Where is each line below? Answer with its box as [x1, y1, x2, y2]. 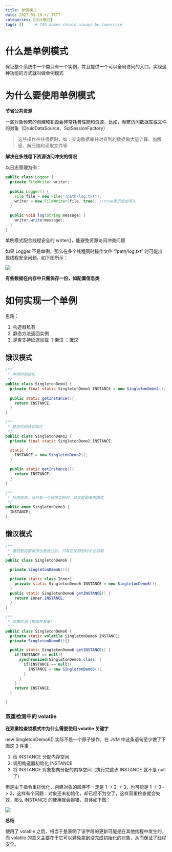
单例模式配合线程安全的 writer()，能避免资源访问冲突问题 [5, 237, 125, 243]
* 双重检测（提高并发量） [7, 619, 55, 624]
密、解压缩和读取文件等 [17, 142, 68, 149]
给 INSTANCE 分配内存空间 [12, 754, 70, 760]
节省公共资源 [5, 108, 32, 114]
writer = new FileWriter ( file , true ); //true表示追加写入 [14, 198, 136, 203]
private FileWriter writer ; [10, 179, 70, 184]
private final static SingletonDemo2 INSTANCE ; [10, 438, 114, 443]
